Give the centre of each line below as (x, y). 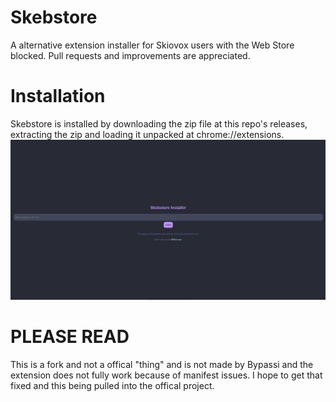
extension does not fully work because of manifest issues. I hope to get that (166, 375)
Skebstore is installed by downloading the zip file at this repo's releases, (159, 123)
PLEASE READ (70, 337)
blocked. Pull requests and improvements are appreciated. (130, 55)
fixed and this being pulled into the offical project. (112, 386)
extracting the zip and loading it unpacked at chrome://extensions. (147, 134)
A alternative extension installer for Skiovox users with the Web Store (152, 45)
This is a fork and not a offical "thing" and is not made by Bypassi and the (162, 365)
